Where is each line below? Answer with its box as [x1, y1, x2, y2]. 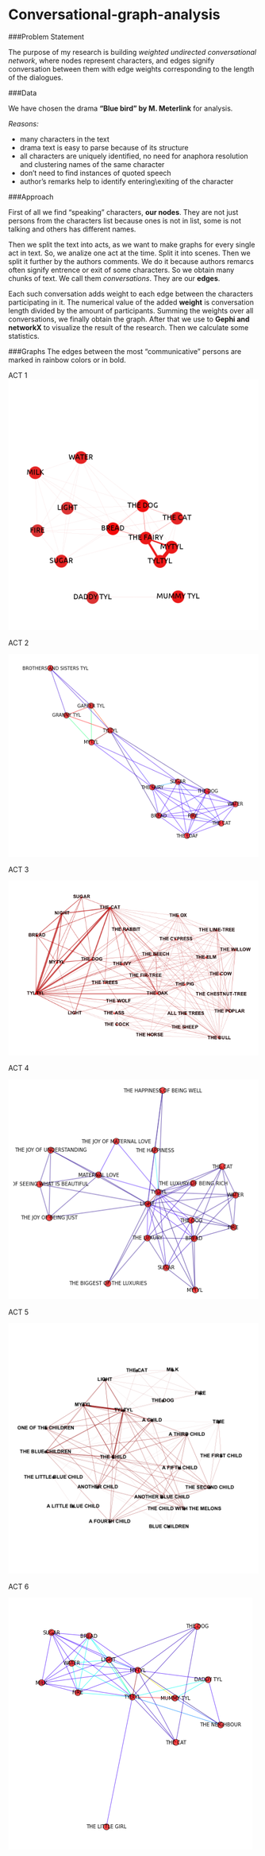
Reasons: [8, 119, 39, 128]
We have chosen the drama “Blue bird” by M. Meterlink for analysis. [8, 103, 233, 113]
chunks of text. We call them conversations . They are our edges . [8, 273, 221, 283]
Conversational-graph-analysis [8, 6, 221, 24]
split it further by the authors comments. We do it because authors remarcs [8, 256, 254, 266]
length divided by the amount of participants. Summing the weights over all [8, 305, 254, 315]
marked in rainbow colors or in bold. [8, 355, 127, 364]
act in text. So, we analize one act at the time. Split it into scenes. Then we [8, 248, 252, 258]
